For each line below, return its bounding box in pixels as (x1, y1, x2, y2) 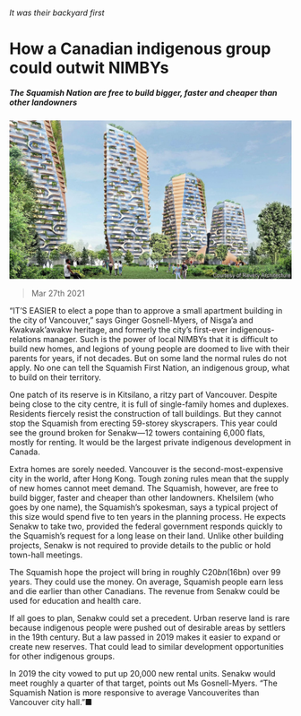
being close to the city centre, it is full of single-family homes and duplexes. (9, 399, 289, 410)
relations (9, 334, 42, 345)
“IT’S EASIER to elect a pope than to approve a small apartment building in (9, 306, 283, 316)
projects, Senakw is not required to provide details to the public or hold (9, 540, 271, 551)
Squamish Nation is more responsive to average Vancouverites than (9, 687, 260, 698)
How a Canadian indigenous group (9, 39, 271, 58)
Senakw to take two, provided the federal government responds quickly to (9, 521, 283, 532)
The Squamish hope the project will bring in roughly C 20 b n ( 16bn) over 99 (9, 567, 281, 578)
